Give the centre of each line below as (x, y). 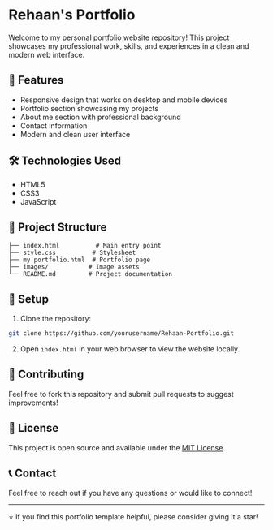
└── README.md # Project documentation (91, 274)
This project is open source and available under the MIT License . (117, 447)
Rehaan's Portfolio (72, 15)
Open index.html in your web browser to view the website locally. (130, 349)
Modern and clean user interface (75, 134)
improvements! (33, 403)
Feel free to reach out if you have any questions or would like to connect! (130, 493)
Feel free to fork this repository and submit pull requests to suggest (121, 394)
